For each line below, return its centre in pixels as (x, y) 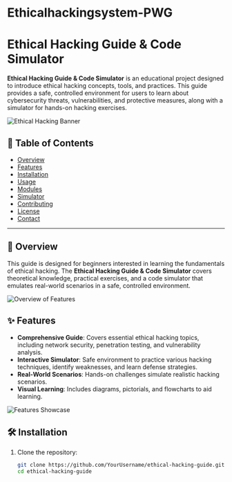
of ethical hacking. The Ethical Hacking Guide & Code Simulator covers (109, 271)
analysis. (30, 352)
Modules (30, 189)
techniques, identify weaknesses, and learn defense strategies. (107, 367)
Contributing (35, 204)
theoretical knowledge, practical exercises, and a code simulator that (105, 278)
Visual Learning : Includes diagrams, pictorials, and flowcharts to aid (114, 389)
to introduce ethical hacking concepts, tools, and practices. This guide (107, 86)
